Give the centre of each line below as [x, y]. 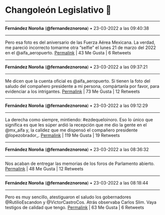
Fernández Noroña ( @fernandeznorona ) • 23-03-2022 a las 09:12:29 [77, 106]
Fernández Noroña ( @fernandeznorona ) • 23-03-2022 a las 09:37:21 [76, 67]
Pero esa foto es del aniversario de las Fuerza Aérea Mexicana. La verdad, [80, 42]
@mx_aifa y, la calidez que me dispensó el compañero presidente [71, 130]
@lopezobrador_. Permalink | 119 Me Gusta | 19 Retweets [63, 135]
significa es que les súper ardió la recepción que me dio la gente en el [76, 125]
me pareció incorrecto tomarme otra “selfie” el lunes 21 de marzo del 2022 [81, 47]
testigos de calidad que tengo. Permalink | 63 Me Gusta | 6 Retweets [75, 207]
